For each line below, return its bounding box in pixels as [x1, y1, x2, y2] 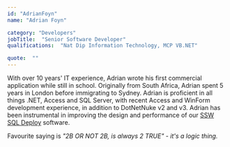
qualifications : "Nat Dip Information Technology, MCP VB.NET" [7, 42, 198, 49]
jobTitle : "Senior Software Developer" [7, 36, 127, 42]
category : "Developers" [7, 29, 77, 36]
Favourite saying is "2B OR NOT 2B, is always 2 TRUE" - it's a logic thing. [7, 132, 218, 140]
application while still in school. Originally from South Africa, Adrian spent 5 [7, 82, 224, 89]
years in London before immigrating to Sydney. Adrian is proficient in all [7, 88, 213, 97]
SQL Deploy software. [7, 118, 70, 126]
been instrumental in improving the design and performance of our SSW [7, 111, 215, 119]
